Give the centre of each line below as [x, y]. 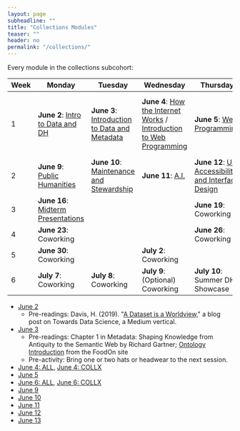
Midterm [52, 209]
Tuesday [113, 85]
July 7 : [50, 275]
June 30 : [54, 250]
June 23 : [54, 230]
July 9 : [154, 271]
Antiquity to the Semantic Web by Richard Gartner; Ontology [117, 344]
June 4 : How [164, 102]
